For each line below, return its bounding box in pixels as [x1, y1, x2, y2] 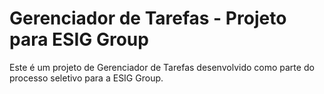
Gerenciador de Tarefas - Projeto [9, 7, 287, 30]
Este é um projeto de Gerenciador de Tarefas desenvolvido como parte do [9, 61, 315, 73]
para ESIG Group [9, 28, 149, 51]
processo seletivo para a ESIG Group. [9, 72, 164, 84]
